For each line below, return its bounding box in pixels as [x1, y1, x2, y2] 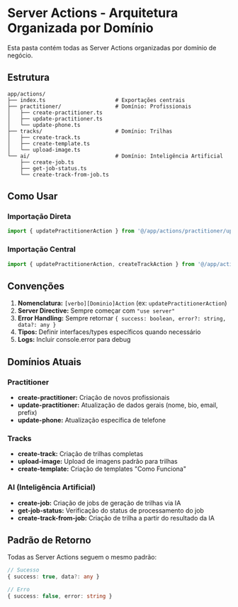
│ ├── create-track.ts [7, 133, 81, 141]
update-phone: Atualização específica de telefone [17, 416, 166, 424]
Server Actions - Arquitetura [7, 5, 178, 21]
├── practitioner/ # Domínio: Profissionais [7, 103, 192, 110]
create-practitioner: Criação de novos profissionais [17, 393, 170, 401]
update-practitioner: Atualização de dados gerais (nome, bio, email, [17, 401, 218, 409]
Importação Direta [7, 211, 72, 221]
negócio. [7, 51, 33, 60]
